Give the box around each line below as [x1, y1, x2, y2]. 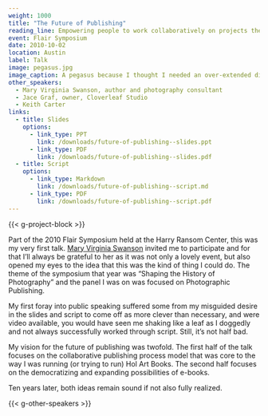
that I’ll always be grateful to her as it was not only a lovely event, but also [8, 252, 251, 261]
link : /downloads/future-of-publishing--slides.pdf [37, 153, 213, 160]
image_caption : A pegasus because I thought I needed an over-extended [8, 71, 251, 79]
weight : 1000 [8, 11, 52, 20]
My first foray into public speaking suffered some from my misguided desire [8, 301, 258, 311]
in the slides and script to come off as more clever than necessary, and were [8, 309, 260, 319]
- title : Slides [15, 116, 69, 124]
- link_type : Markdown [29, 175, 105, 184]
